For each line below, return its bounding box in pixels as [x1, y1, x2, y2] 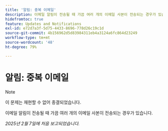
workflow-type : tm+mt [5, 35, 50, 40]
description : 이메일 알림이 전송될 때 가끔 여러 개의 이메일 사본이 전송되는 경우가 [5, 12, 156, 17]
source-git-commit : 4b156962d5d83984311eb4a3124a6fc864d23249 [5, 30, 137, 35]
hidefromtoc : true [5, 16, 43, 21]
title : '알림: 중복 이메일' [5, 7, 56, 12]
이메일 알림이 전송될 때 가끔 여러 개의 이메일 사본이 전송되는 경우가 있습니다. [5, 109, 153, 115]
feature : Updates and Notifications [5, 21, 81, 26]
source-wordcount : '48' [5, 40, 55, 45]
